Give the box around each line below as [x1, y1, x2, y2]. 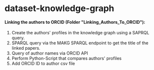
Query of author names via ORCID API [11, 50, 88, 56]
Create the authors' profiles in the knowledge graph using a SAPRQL [11, 30, 150, 36]
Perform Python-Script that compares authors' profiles [11, 56, 122, 61]
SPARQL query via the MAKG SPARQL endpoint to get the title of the [11, 40, 149, 46]
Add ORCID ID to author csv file [11, 61, 75, 67]
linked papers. [11, 45, 40, 51]
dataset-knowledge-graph [4, 3, 115, 14]
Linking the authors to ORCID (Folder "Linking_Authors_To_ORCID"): [4, 19, 146, 25]
